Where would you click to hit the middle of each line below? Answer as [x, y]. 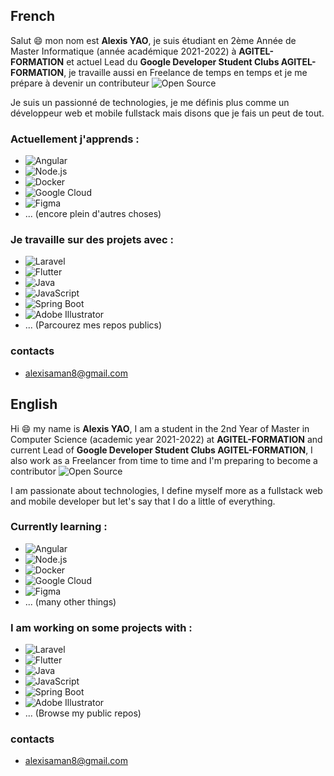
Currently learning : [59, 527]
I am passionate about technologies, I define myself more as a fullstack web [166, 490]
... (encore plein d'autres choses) [93, 214]
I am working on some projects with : [101, 627]
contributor [33, 471]
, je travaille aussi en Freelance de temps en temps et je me [185, 72]
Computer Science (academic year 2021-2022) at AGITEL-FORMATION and [166, 439]
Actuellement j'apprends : [75, 139]
